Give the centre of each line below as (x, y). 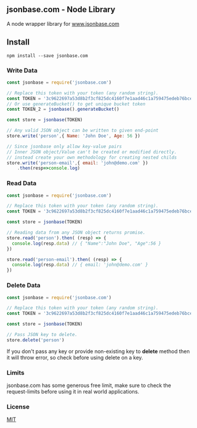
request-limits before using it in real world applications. (73, 392)
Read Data (22, 183)
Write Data (22, 70)
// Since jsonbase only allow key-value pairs (64, 146)
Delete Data (24, 285)
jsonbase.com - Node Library (61, 10)
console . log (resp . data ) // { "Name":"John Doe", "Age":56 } (87, 243)
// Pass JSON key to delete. (42, 335)
